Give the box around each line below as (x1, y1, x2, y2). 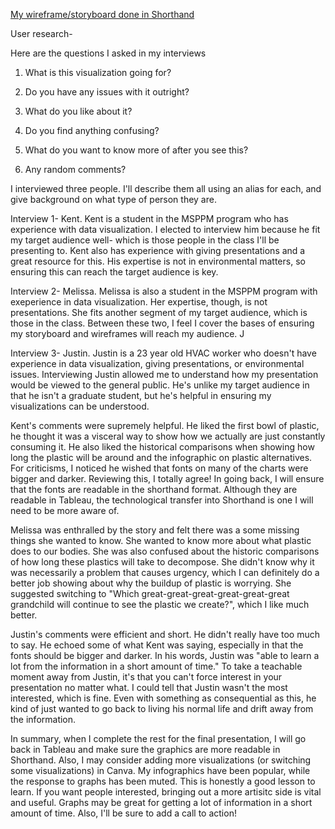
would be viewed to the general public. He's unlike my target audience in (10, 379, 310, 391)
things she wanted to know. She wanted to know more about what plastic (10, 535, 312, 546)
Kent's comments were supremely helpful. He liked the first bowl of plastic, (10, 420, 320, 431)
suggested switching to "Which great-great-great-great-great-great (10, 588, 290, 599)
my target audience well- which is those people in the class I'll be (10, 234, 280, 246)
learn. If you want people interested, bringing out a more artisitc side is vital (10, 786, 322, 798)
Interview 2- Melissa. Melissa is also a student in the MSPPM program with (10, 285, 318, 297)
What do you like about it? (24, 105, 133, 117)
